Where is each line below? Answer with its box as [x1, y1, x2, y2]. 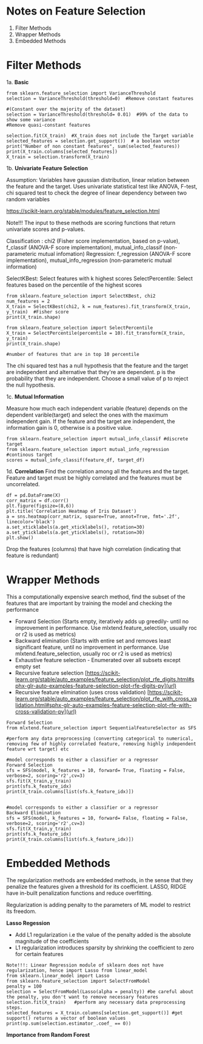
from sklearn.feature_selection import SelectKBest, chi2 [6, 293, 156, 299]
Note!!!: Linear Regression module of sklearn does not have [6, 962, 164, 968]
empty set [15, 663, 41, 670]
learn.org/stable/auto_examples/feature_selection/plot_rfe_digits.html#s [15, 675, 195, 683]
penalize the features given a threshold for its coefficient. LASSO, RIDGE [6, 883, 187, 890]
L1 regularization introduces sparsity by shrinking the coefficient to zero [15, 944, 195, 951]
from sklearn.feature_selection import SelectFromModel [6, 978, 150, 984]
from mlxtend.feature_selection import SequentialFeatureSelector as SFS [6, 724, 197, 731]
